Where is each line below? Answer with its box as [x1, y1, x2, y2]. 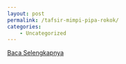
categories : [7, 23, 42, 30]
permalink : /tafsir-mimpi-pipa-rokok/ [7, 17, 119, 24]
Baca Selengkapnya [7, 49, 64, 57]
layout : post [7, 10, 45, 17]
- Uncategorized [19, 29, 67, 37]
